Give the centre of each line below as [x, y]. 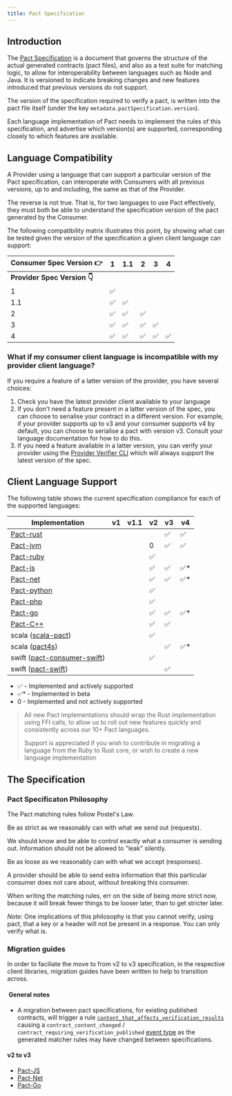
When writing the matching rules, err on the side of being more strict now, [112, 896]
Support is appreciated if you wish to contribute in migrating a [112, 743]
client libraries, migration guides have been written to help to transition [108, 972]
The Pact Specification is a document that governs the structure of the [107, 58]
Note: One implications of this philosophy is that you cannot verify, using [110, 916]
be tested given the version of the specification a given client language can [114, 238]
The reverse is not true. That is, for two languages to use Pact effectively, [112, 203]
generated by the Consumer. [48, 218]
